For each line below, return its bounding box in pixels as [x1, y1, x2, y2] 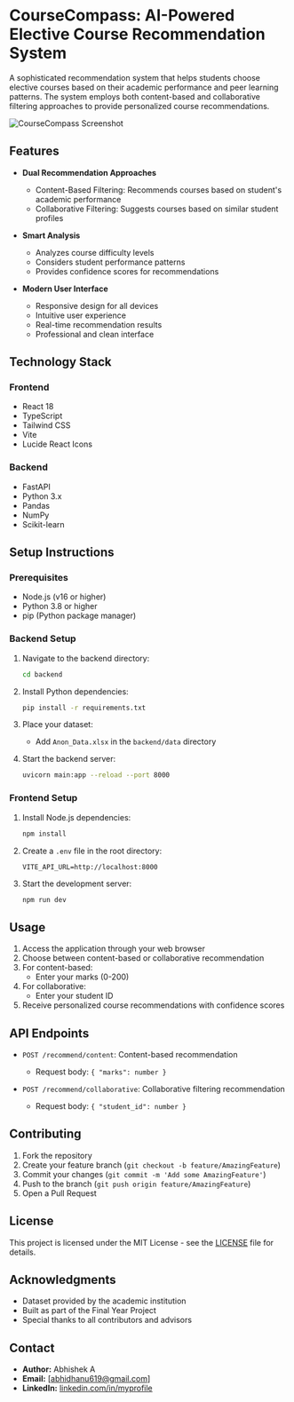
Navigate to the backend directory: [21, 653, 150, 663]
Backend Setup [9, 632, 77, 645]
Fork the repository [21, 1150, 93, 1160]
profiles [35, 212, 64, 223]
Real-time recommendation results [35, 319, 163, 329]
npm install [21, 829, 67, 838]
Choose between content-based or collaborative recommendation [21, 953, 265, 963]
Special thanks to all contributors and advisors [21, 1315, 193, 1326]
